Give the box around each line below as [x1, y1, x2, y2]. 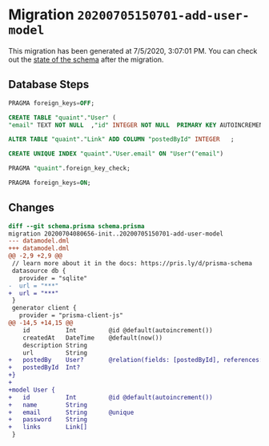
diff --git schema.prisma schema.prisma [8, 222, 146, 230]
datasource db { [11, 267, 66, 275]
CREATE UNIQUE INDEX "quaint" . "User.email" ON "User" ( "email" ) [8, 150, 224, 158]
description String [22, 341, 88, 349]
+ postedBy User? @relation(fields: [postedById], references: [8, 356, 263, 364]
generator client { [11, 304, 78, 312]
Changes [8, 201, 54, 215]
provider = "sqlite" [18, 274, 88, 282]
